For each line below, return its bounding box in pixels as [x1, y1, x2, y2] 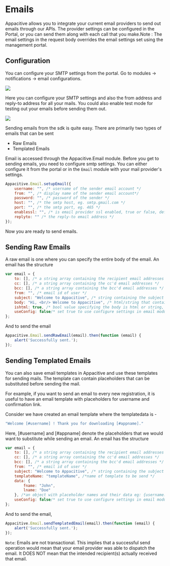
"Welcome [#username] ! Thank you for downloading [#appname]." [5, 421, 144, 426]
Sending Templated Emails [5, 357, 91, 365]
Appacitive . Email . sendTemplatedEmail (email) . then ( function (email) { [5, 521, 155, 526]
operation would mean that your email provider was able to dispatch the [5, 545, 155, 551]
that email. [5, 555, 27, 561]
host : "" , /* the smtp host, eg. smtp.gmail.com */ [14, 200, 125, 205]
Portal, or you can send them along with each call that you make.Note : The [5, 31, 162, 37]
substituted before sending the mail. [5, 380, 81, 386]
